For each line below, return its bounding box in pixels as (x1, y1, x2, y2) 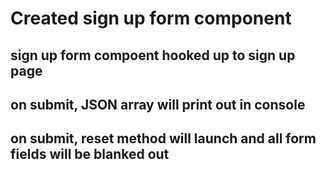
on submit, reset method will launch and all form (10, 130, 317, 147)
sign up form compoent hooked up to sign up (10, 47, 296, 64)
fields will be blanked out (10, 146, 170, 163)
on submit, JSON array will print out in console (10, 96, 306, 113)
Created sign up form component (10, 7, 292, 30)
